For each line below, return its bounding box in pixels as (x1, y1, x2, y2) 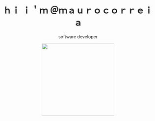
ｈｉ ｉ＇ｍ (2, 5, 48, 16)
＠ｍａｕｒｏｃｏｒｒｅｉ (50, 5, 154, 16)
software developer (58, 33, 98, 40)
